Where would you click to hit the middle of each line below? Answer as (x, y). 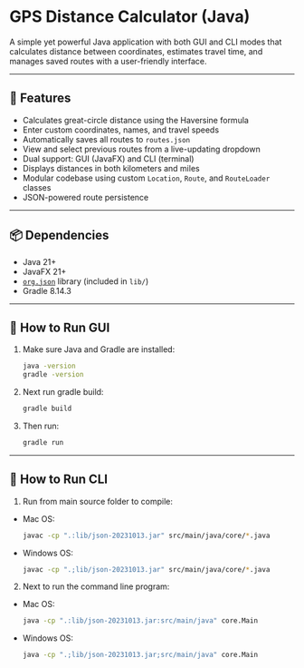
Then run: (41, 426)
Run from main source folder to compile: (98, 501)
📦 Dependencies (59, 236)
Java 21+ (39, 261)
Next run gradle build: (63, 392)
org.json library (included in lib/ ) (85, 281)
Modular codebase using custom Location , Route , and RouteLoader (146, 178)
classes (37, 187)
